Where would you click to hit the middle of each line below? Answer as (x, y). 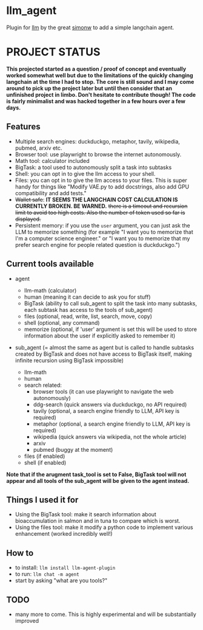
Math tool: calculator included (52, 161)
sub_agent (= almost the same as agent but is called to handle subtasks (105, 347)
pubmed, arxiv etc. (38, 148)
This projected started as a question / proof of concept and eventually (96, 69)
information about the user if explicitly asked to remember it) (100, 336)
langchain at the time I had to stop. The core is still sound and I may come (100, 81)
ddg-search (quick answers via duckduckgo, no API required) (110, 404)
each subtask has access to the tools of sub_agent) (88, 310)
